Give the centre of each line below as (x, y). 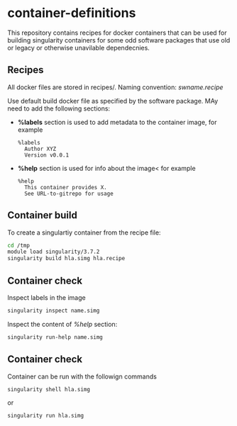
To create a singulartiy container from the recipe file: (84, 232)
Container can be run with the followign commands (82, 376)
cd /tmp (19, 245)
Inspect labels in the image (47, 298)
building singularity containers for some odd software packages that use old (119, 40)
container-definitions (72, 13)
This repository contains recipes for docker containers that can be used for (117, 33)
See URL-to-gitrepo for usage (69, 194)
